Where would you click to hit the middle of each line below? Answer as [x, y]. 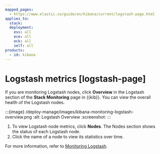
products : [15, 50]
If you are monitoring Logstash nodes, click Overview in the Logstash [75, 92]
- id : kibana [23, 55]
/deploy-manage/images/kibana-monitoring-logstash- [80, 112]
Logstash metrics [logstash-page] [75, 79]
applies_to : [17, 18]
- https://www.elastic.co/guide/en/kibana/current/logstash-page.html [82, 14]
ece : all [23, 37]
